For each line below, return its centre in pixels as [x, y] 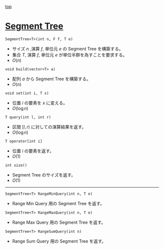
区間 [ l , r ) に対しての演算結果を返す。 [49, 127]
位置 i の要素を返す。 [33, 151]
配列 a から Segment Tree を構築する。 [51, 79]
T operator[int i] [24, 141]
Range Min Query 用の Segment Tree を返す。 [58, 203]
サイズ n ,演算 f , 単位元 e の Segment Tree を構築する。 [68, 49]
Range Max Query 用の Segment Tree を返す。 [59, 222]
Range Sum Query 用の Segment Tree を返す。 [59, 241]
